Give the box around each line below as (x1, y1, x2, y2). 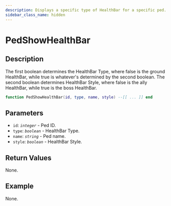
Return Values (5, 153, 52, 162)
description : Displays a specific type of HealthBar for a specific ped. (5, 7, 167, 13)
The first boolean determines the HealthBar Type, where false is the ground (5, 68, 165, 74)
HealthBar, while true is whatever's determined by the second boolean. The (5, 74, 165, 80)
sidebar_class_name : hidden (5, 12, 66, 17)
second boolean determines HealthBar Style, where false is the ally (5, 79, 147, 85)
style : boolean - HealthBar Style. (12, 139, 82, 145)
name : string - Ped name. (12, 133, 66, 139)
